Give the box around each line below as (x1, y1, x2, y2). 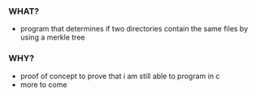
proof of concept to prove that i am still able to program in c (20, 71, 220, 81)
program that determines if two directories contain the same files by (20, 24, 249, 34)
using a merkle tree (20, 32, 85, 42)
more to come (20, 79, 67, 90)
